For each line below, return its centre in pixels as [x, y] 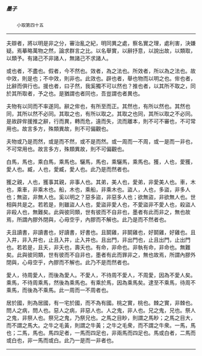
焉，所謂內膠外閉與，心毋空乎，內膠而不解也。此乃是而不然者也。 [88, 219]
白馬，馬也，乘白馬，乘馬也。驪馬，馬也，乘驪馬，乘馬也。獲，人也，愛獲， [101, 161]
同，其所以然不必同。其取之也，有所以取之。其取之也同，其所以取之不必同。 [101, 113]
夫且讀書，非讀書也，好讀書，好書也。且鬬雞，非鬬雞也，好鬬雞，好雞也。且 [101, 232]
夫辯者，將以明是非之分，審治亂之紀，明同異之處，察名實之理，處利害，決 [98, 43]
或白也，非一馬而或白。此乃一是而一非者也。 [62, 340]
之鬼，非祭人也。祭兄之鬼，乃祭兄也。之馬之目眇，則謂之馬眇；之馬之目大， [101, 318]
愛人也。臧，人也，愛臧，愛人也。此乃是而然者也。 [69, 169]
